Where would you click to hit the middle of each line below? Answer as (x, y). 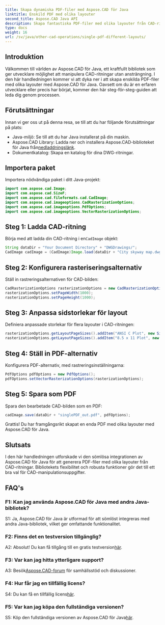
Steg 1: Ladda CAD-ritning (46, 227)
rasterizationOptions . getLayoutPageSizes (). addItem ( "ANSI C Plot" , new (80, 334)
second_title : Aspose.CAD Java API (41, 19)
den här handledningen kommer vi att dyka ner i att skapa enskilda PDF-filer (82, 79)
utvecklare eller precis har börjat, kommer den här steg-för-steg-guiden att (81, 89)
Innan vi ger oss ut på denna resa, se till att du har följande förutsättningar (80, 122)
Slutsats (18, 445)
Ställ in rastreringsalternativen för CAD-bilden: (52, 279)
